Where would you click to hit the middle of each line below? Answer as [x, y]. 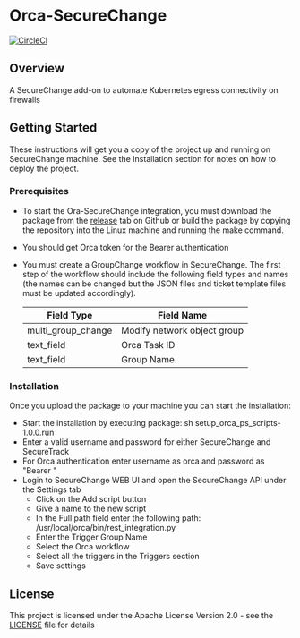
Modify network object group [182, 330]
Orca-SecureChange [88, 16]
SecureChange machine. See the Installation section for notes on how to [142, 158]
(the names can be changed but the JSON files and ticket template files [154, 284]
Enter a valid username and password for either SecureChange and [146, 442]
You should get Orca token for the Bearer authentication [125, 247]
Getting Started [53, 128]
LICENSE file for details [52, 625]
